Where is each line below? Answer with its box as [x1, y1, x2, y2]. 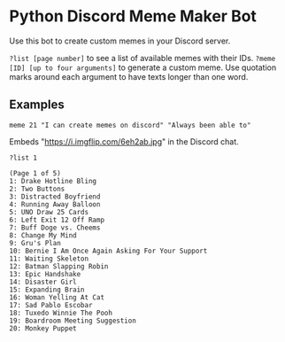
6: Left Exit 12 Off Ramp [9, 215, 104, 224]
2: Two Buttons [9, 184, 65, 193]
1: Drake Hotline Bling [9, 176, 97, 185]
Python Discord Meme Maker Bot [9, 6, 257, 27]
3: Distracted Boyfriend [9, 192, 101, 201]
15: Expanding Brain [9, 285, 86, 294]
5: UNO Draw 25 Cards [9, 207, 89, 216]
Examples [9, 97, 65, 113]
